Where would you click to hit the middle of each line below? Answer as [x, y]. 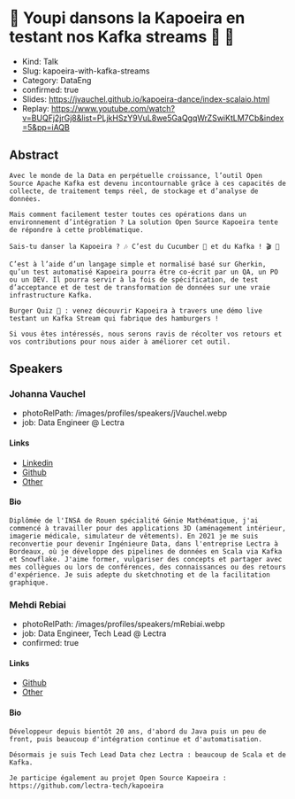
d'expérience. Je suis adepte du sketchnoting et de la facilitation [140, 575]
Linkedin [38, 462]
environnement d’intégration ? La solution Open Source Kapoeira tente [144, 222]
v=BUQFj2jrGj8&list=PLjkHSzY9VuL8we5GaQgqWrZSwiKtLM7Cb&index [153, 118]
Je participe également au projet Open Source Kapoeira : [118, 778]
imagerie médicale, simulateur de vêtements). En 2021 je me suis [134, 536]
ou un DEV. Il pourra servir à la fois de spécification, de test [134, 279]
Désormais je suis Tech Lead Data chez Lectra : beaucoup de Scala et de [148, 755]
